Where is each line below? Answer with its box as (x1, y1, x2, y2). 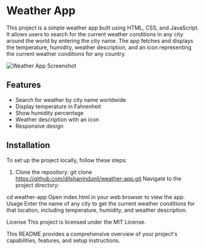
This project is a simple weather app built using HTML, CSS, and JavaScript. (6, 24, 199, 31)
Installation (6, 140, 50, 150)
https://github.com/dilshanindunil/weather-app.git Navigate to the (15, 174, 182, 182)
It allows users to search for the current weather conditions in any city (6, 30, 184, 37)
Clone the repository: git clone (15, 168, 92, 176)
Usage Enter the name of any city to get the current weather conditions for (6, 200, 195, 207)
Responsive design (15, 122, 64, 130)
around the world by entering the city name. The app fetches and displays (6, 37, 193, 44)
